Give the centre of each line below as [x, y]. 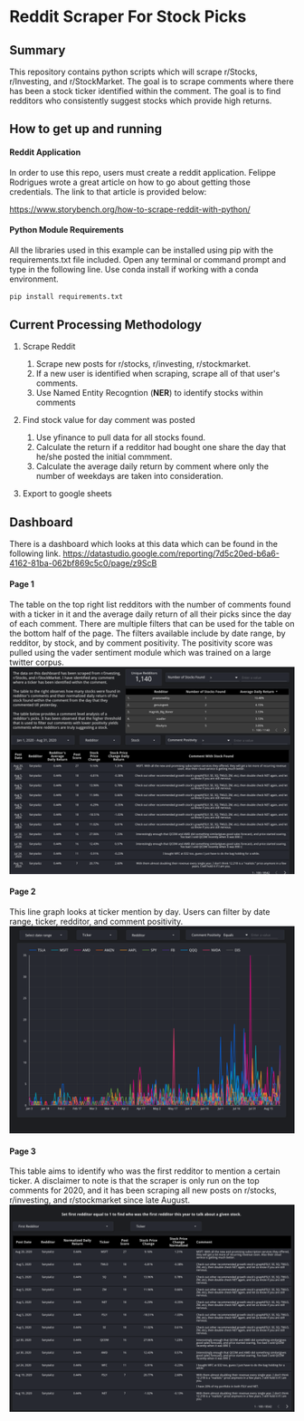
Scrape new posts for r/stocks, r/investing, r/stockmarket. [143, 364]
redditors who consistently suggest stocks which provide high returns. [141, 101]
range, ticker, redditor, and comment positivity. [96, 921]
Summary [38, 50]
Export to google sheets [67, 494]
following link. [35, 553]
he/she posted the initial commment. [104, 457]
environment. [34, 279]
